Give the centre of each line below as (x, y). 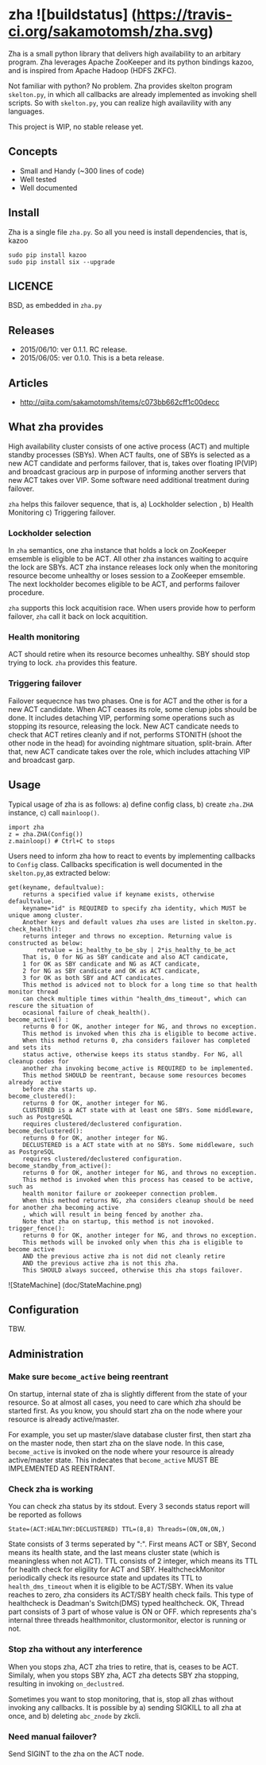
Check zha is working (51, 1489)
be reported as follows (45, 1515)
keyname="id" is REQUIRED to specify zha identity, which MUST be (135, 908)
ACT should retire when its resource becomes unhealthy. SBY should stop (129, 655)
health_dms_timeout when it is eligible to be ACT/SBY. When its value (121, 1586)
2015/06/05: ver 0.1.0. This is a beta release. (92, 358)
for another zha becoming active (64, 1207)
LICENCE (31, 286)
